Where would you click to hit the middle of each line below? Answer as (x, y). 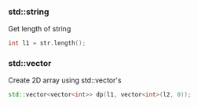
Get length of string (40, 29)
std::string (29, 12)
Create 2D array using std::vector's (65, 80)
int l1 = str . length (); (47, 43)
